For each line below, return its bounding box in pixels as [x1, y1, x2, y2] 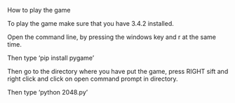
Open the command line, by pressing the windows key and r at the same [7, 33, 216, 41]
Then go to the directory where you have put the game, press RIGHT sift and [7, 68, 229, 75]
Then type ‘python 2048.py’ [7, 88, 88, 96]
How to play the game [7, 6, 71, 14]
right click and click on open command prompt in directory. [7, 74, 178, 83]
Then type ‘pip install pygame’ [7, 54, 95, 62]
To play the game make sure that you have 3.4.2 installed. [7, 19, 174, 27]
